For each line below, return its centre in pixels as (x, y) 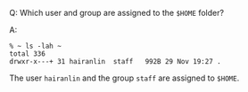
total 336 (28, 54)
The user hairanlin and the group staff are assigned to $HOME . (124, 78)
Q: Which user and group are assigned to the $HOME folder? (117, 13)
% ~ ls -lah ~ (36, 46)
